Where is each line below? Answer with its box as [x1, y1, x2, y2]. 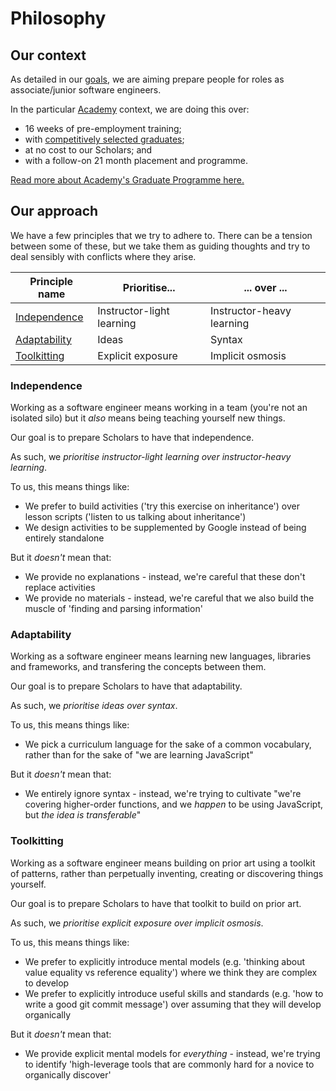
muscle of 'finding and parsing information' [24, 603, 203, 615]
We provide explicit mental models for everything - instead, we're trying [24, 1047, 321, 1059]
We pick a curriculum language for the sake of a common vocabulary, [24, 738, 312, 751]
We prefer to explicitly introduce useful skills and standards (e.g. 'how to [24, 987, 324, 999]
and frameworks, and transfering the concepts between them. [10, 661, 267, 673]
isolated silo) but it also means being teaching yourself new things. [10, 412, 286, 424]
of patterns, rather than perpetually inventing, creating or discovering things [10, 867, 324, 879]
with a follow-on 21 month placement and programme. [24, 155, 249, 166]
